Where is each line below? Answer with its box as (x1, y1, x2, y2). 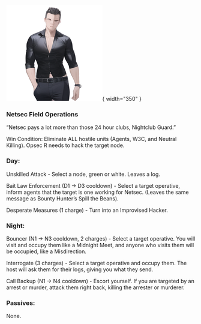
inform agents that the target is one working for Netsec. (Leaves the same (6, 188, 189, 196)
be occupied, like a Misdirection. (6, 248, 87, 255)
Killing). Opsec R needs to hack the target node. (6, 142, 125, 149)
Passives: (6, 299, 35, 307)
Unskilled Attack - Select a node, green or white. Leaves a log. (6, 170, 161, 178)
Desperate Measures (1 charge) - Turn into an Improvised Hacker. (6, 206, 168, 214)
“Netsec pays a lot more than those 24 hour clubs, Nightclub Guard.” (6, 124, 176, 131)
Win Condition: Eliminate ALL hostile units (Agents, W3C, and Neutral (6, 136, 177, 143)
